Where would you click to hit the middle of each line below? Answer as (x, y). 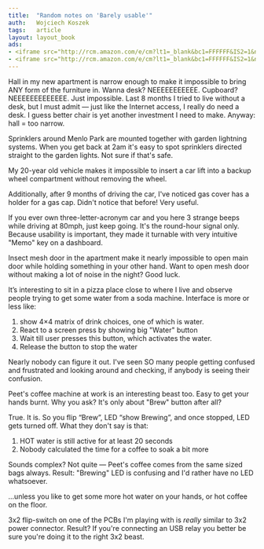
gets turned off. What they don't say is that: (79, 426)
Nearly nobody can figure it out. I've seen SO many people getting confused (132, 361)
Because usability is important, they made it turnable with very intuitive (123, 234)
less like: (22, 306)
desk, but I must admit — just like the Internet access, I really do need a (124, 106)
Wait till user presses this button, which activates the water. (115, 338)
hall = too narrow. (37, 123)
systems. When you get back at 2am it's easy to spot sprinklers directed (125, 147)
